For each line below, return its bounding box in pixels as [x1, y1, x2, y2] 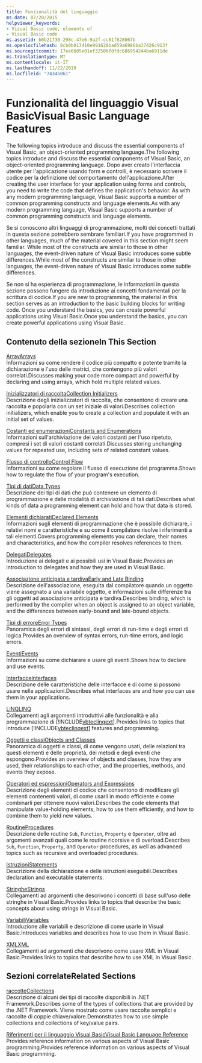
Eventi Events [6, 650, 38, 657]
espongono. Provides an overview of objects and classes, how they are [6, 755, 182, 763]
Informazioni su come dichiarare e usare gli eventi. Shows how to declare [6, 657, 186, 663]
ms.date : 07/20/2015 [6, 14, 58, 21]
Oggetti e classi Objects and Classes [6, 736, 96, 743]
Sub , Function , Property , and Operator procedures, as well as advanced [6, 843, 182, 850]
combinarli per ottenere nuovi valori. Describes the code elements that [6, 800, 180, 806]
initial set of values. [6, 415, 54, 423]
